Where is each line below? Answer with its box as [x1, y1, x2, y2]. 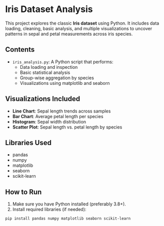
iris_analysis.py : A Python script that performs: [12, 59, 113, 65]
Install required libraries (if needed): [12, 206, 86, 212]
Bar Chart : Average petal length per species [12, 113, 103, 119]
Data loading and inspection [19, 64, 78, 70]
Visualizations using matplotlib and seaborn [19, 80, 110, 86]
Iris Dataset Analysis [5, 4, 93, 15]
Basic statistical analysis [19, 69, 70, 75]
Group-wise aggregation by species [19, 74, 94, 81]
